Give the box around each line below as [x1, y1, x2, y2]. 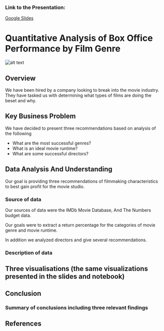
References [5, 319, 42, 328]
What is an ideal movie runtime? [12, 145, 78, 151]
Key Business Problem [5, 112, 76, 121]
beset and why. [5, 98, 37, 104]
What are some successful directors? [12, 150, 89, 156]
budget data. [5, 212, 31, 218]
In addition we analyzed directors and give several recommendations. [5, 237, 147, 243]
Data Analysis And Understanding [5, 165, 112, 174]
